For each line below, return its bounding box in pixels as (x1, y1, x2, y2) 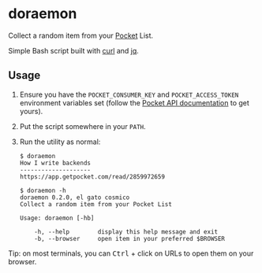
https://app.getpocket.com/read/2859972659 (19, 172, 166, 181)
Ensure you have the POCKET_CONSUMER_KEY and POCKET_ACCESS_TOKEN (19, 90, 239, 99)
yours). (19, 106, 43, 116)
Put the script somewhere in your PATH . (19, 121, 146, 131)
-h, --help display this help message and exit (34, 227, 219, 236)
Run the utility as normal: (19, 137, 101, 146)
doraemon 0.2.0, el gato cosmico (19, 194, 130, 201)
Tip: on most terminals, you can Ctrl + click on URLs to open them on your (8, 249, 254, 258)
